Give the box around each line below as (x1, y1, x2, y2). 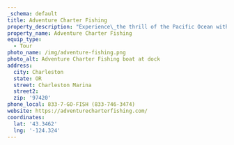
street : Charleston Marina (13, 82, 92, 89)
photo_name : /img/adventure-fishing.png (7, 49, 127, 56)
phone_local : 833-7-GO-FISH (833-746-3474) (7, 101, 136, 108)
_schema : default (7, 10, 58, 17)
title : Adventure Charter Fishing (7, 17, 108, 24)
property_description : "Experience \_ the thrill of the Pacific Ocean (7, 23, 214, 30)
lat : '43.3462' (13, 120, 58, 128)
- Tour (13, 43, 33, 49)
